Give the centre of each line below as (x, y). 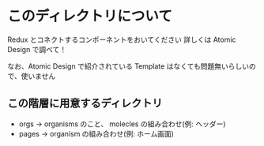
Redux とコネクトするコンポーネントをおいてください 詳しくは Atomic (122, 39)
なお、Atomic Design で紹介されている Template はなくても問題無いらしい (128, 66)
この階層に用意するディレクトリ (85, 103)
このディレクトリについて (90, 16)
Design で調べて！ (37, 49)
